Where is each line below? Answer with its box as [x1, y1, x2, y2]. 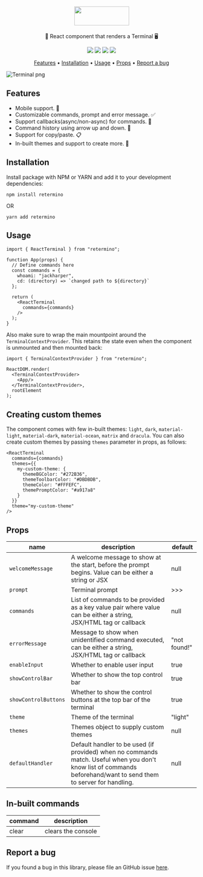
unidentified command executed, [71, 636, 165, 644]
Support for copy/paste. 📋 [14, 131, 82, 138]
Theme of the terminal [71, 713, 134, 721]
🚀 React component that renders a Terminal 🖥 [45, 32, 158, 39]
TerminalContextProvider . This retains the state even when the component [6, 338, 192, 345]
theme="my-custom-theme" [11, 503, 74, 509]
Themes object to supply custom [71, 723, 164, 731]
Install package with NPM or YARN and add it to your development [6, 173, 171, 181]
